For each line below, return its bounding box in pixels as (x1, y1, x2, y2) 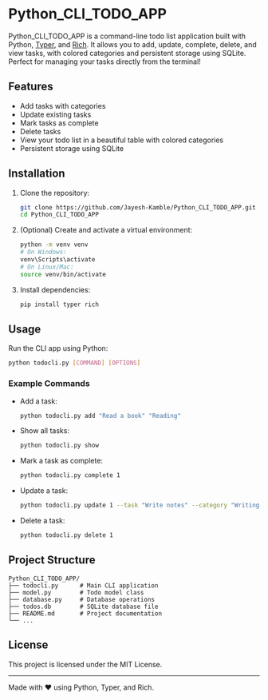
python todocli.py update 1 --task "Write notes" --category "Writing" (19, 501, 263, 510)
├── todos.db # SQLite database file (8, 603, 159, 611)
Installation (8, 167, 65, 181)
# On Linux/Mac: (19, 263, 74, 271)
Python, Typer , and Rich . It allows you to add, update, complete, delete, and (8, 39, 257, 49)
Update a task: (19, 486, 69, 495)
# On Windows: (19, 249, 67, 257)
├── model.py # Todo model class (8, 588, 145, 596)
